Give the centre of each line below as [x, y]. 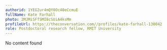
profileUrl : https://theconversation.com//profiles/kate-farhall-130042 [84, 24]
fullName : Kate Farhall [30, 15]
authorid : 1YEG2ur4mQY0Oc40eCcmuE [42, 10]
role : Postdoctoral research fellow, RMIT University [63, 29]
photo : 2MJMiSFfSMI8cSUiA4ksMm [38, 19]
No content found [24, 43]
